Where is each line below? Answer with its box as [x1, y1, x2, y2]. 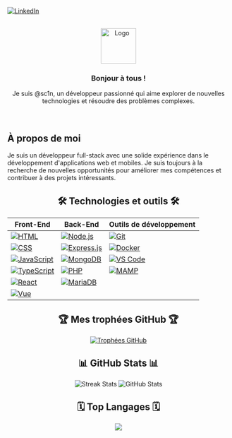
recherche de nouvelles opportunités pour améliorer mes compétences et [7, 166, 222, 174]
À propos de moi [7, 132, 81, 144]
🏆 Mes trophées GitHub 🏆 [58, 314, 179, 326]
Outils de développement [109, 219, 196, 229]
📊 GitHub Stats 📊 [78, 357, 159, 369]
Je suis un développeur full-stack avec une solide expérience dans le [7, 151, 209, 160]
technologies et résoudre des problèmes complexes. [42, 97, 195, 105]
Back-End [63, 219, 99, 229]
